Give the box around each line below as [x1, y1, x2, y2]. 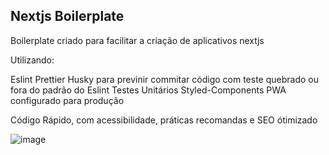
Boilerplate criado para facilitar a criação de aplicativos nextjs [10, 34, 265, 46]
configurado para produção [10, 94, 125, 106]
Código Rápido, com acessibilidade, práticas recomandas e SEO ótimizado [10, 114, 318, 126]
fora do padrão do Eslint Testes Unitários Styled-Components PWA [10, 84, 287, 96]
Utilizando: [10, 54, 55, 66]
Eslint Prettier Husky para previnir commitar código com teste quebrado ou [10, 73, 319, 85]
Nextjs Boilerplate [10, 8, 125, 25]
